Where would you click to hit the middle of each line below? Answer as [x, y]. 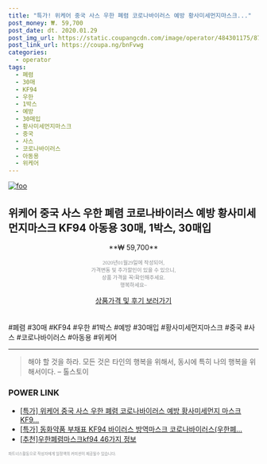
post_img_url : [32, 38]
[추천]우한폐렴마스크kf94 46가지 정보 [78, 439]
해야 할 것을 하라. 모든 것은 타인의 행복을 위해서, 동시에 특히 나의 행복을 [137, 362]
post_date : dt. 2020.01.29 [53, 30]
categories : [28, 52]
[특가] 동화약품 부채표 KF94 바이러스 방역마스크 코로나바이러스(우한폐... [131, 429]
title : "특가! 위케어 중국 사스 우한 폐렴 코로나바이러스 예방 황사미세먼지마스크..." [130, 15]
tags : [17, 68]
